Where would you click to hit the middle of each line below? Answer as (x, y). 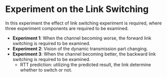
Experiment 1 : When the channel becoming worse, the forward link (82, 38)
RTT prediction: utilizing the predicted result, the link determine (86, 64)
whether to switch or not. (46, 70)
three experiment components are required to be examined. (67, 28)
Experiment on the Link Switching (77, 9)
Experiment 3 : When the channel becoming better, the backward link (84, 54)
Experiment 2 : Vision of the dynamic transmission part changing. (80, 48)
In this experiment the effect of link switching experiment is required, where (83, 23)
